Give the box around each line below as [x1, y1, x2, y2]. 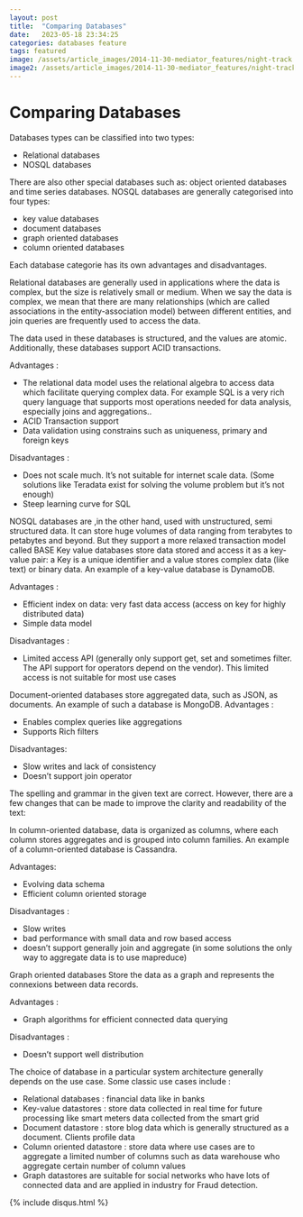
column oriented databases [22, 242, 124, 252]
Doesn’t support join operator [22, 770, 133, 781]
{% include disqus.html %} [9, 1196, 109, 1208]
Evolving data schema [22, 878, 106, 889]
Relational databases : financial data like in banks [22, 1093, 206, 1104]
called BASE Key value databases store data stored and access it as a [9, 544, 269, 555]
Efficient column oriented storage [22, 888, 147, 899]
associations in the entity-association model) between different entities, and [9, 306, 291, 316]
